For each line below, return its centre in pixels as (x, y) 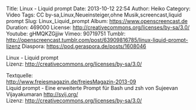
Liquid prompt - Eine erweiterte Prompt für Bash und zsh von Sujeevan (92, 88)
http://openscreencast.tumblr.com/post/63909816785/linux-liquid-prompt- (97, 40)
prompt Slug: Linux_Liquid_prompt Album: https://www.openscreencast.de (97, 21)
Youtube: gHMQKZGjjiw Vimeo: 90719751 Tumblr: (66, 34)
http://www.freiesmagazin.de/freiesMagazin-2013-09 (71, 82)
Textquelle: (20, 75)
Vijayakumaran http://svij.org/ (42, 94)
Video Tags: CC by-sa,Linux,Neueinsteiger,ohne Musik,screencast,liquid (94, 15)
